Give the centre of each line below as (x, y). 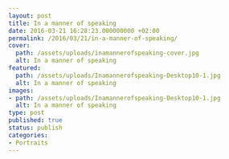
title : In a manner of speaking (62, 23)
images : (21, 90)
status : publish (35, 128)
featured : (25, 68)
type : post (27, 113)
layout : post (30, 16)
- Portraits (28, 143)
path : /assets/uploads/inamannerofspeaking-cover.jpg (107, 53)
